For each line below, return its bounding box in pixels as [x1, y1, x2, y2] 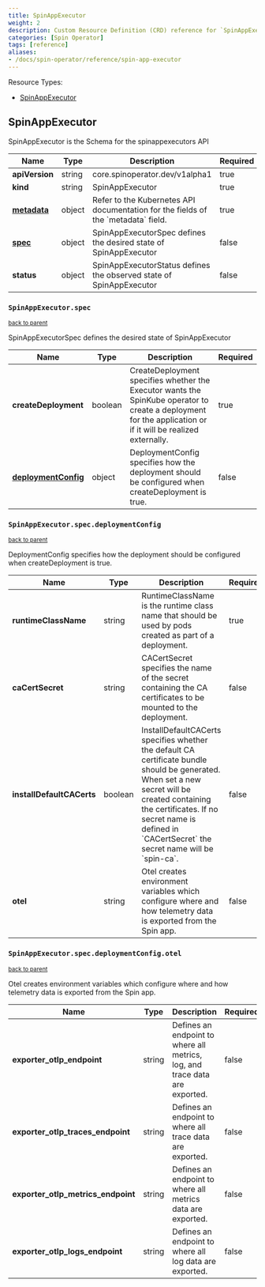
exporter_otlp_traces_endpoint [12, 1126, 130, 1137]
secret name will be [141, 844, 215, 855]
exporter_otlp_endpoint [12, 1054, 103, 1065]
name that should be [141, 610, 218, 621]
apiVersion [12, 168, 54, 179]
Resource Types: [8, 77, 63, 87]
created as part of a [141, 630, 215, 641]
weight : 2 [8, 19, 41, 27]
